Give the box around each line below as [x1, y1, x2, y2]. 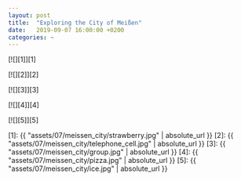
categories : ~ [8, 33, 55, 42]
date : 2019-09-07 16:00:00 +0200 [8, 26, 125, 34]
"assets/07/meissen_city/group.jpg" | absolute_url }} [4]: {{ [8, 147, 199, 157]
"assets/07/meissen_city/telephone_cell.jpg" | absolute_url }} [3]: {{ [8, 139, 226, 149]
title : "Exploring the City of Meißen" [8, 19, 143, 27]
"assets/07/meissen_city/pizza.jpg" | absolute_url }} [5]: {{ [8, 156, 196, 165]
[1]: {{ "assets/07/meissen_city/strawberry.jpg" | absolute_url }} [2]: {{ [8, 131, 234, 140]
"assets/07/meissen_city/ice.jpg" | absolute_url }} [8, 164, 168, 173]
